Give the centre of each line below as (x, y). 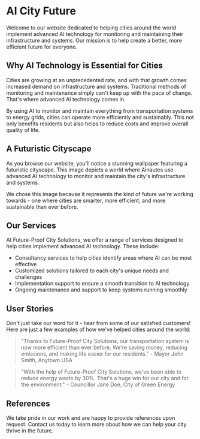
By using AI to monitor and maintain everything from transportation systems (100, 111)
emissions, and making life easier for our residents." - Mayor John (102, 354)
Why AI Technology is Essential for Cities (85, 66)
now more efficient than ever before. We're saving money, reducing (104, 348)
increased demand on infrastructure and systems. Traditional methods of (96, 86)
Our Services (31, 225)
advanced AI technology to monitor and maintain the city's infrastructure (96, 176)
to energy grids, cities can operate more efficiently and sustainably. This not (100, 117)
